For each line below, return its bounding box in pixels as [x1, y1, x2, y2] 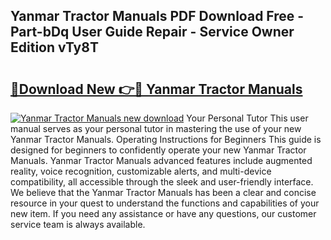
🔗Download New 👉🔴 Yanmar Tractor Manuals [10, 80, 303, 98]
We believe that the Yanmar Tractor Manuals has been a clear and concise [10, 187, 317, 198]
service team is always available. [10, 219, 146, 230]
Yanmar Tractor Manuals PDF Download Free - [10, 8, 305, 25]
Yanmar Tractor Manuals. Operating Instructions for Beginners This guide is [10, 134, 322, 145]
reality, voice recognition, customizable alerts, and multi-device [10, 165, 272, 177]
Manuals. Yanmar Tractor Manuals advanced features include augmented [10, 155, 313, 166]
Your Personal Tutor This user [186, 112, 309, 124]
